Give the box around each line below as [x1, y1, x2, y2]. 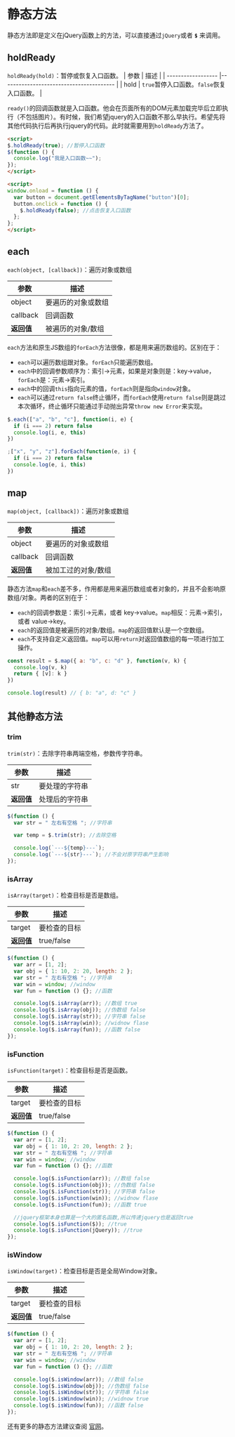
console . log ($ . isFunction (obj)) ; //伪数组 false [13, 1181, 156, 1189]
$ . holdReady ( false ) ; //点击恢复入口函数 [20, 206, 131, 214]
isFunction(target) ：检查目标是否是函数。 [7, 1066, 132, 1075]
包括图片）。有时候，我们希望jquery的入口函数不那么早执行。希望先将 [25, 112, 226, 121]
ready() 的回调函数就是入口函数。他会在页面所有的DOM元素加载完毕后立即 [7, 103, 222, 112]
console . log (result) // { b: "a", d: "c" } [7, 690, 137, 697]
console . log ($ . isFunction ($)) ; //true [13, 1220, 128, 1228]
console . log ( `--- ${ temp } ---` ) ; [13, 844, 105, 852]
